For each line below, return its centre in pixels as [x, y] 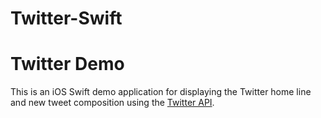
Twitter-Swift [66, 18]
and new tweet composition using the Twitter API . [112, 103]
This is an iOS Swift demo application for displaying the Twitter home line [161, 92]
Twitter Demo [67, 64]
